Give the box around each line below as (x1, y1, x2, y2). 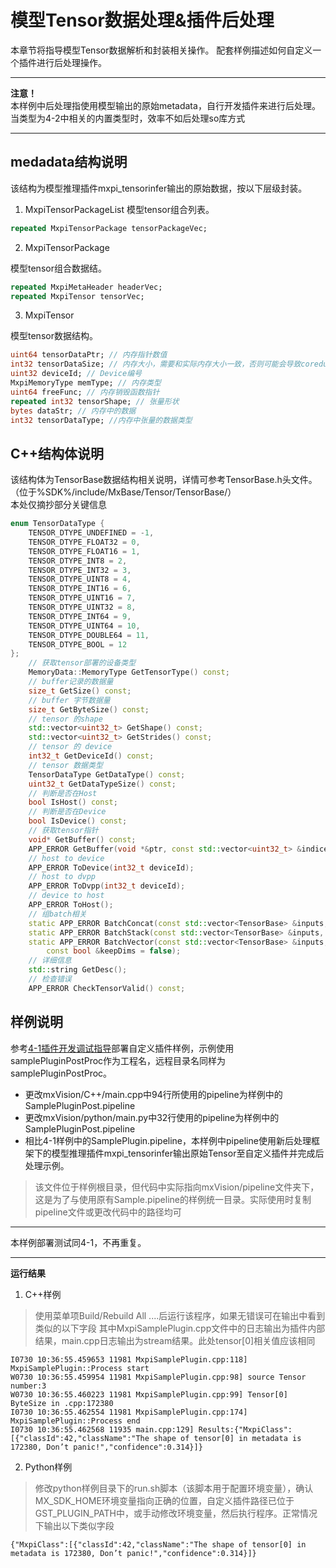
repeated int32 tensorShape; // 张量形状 (10, 396, 180, 406)
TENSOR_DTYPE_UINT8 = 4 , (28, 574, 132, 585)
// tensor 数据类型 (28, 760, 103, 770)
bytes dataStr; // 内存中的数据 (10, 406, 137, 416)
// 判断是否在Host (28, 788, 98, 798)
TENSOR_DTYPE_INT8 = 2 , (28, 556, 128, 566)
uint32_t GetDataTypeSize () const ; (28, 779, 177, 789)
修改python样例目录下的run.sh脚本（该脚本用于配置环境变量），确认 (34, 1482, 314, 1494)
